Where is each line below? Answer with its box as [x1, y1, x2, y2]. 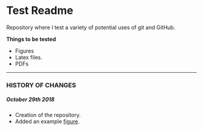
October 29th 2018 [6, 96, 55, 103]
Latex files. [14, 53, 42, 61]
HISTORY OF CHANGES [6, 81, 77, 89]
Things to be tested [6, 35, 56, 42]
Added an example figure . [14, 118, 80, 125]
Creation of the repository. [14, 111, 81, 118]
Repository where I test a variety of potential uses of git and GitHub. [6, 24, 176, 31]
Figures [14, 47, 34, 55]
